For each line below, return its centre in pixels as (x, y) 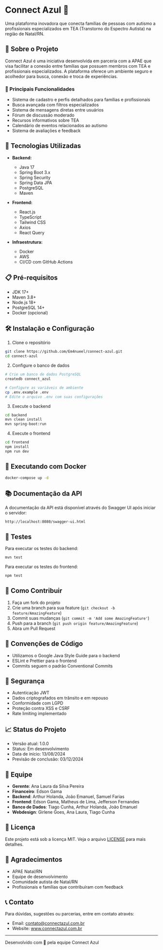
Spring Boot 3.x (35, 172)
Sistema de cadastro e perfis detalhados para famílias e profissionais (81, 100)
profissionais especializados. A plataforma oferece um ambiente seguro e (79, 71)
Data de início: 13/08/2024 (39, 754)
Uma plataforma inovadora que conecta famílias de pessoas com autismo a (81, 23)
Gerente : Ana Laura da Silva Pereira (48, 786)
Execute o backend (31, 406)
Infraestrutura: (27, 242)
